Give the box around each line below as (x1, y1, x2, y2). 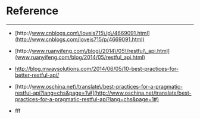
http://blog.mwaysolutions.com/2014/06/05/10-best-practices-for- (14, 65, 179, 72)
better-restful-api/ (14, 71, 60, 79)
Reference (6, 4, 58, 18)
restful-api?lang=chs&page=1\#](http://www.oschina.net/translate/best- (14, 89, 192, 96)
